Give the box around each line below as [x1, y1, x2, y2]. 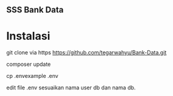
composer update [6, 60, 51, 68]
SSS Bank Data [6, 5, 64, 15]
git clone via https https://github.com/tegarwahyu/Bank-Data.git [6, 49, 167, 56]
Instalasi [6, 29, 51, 43]
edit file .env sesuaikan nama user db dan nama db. [6, 84, 136, 91]
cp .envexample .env [6, 72, 59, 80]
